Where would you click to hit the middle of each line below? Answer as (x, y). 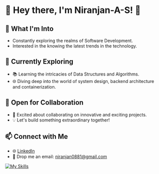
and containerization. (34, 86)
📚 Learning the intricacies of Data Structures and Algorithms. (76, 74)
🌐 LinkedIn (23, 151)
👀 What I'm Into (29, 29)
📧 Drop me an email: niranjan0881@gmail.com (60, 156)
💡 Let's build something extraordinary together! (61, 120)
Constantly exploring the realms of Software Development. (73, 40)
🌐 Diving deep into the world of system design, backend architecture (83, 81)
